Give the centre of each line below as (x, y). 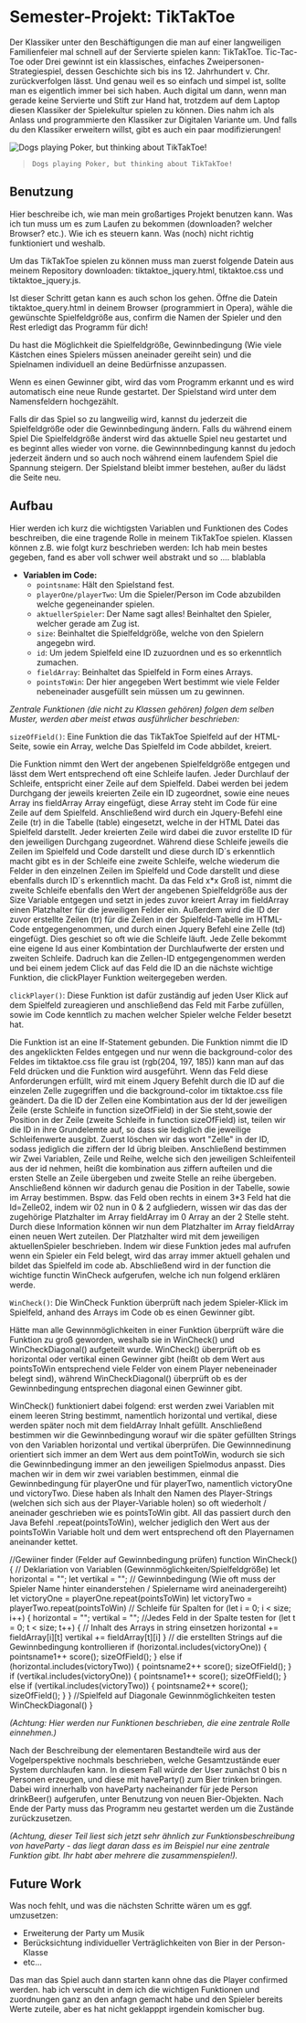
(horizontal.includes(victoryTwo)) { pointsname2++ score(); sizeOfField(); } (151, 1666)
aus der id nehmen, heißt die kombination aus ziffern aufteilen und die (141, 1168)
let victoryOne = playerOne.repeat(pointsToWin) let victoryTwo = (131, 1598)
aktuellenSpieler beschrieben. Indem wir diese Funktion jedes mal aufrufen (150, 1245)
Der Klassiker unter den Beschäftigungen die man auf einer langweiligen (145, 42)
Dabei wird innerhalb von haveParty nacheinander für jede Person (134, 1789)
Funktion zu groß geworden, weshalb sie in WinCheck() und (122, 1340)
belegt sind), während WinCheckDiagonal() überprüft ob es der (128, 1378)
